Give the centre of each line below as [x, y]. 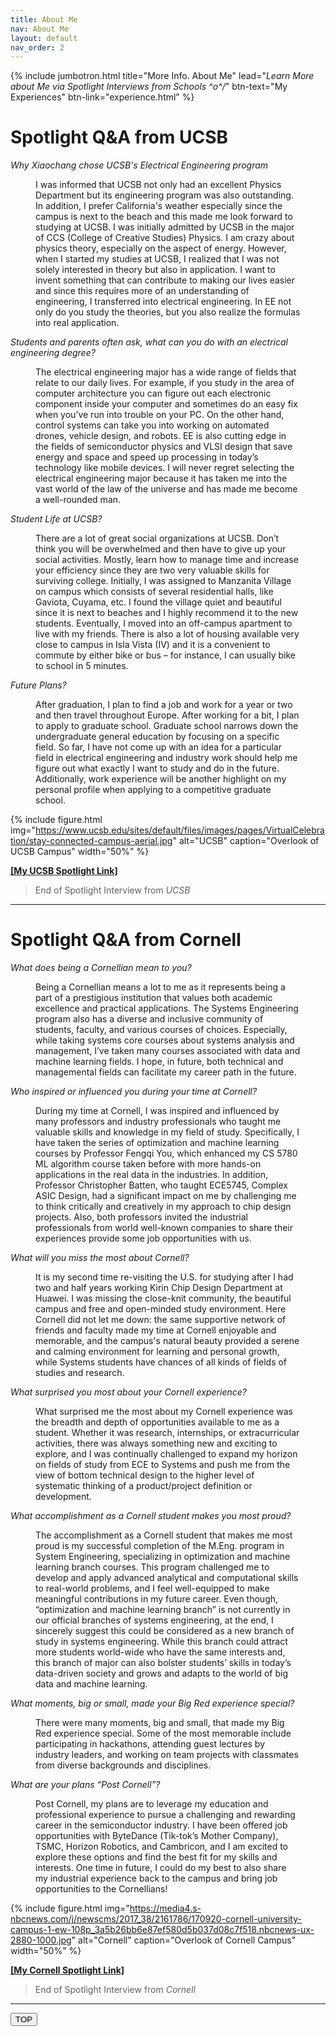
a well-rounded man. [78, 500]
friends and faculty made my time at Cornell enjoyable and [156, 1330]
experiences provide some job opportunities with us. [143, 1238]
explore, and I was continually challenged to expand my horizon [166, 1454]
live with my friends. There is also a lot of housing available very [167, 634]
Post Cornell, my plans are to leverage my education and [152, 1804]
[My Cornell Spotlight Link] [67, 1970]
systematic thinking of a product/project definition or [144, 1486]
